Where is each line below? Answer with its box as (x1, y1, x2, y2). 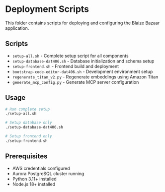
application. (5, 25, 29, 31)
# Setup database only (5, 120, 52, 125)
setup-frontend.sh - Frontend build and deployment (12, 63, 119, 69)
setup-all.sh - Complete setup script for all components (12, 53, 129, 59)
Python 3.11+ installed (12, 176, 57, 182)
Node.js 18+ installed (12, 181, 56, 187)
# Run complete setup (5, 107, 50, 112)
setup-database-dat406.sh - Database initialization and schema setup (12, 58, 155, 64)
